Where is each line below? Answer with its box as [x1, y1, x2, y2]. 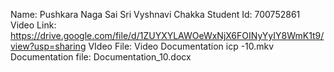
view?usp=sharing [10, 40, 87, 52]
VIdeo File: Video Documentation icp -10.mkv [88, 40, 275, 52]
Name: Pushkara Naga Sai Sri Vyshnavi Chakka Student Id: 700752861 [10, 9, 301, 20]
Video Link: [10, 19, 57, 31]
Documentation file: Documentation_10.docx [10, 51, 192, 63]
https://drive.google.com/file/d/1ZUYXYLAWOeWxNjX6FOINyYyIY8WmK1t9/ [10, 30, 325, 41]
